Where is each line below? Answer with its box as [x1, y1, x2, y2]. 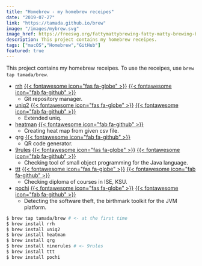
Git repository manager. [23, 95, 83, 102]
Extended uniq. [23, 114, 62, 121]
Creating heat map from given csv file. [23, 127, 119, 134]
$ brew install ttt [6, 249, 55, 255]
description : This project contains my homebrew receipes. [6, 37, 158, 43]
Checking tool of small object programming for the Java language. [23, 159, 188, 166]
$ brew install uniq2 [6, 226, 61, 232]
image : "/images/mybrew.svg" [6, 25, 79, 32]
